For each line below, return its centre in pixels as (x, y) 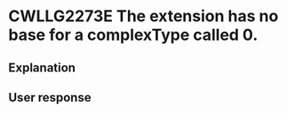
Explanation (42, 68)
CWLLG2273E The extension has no (143, 16)
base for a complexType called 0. (133, 35)
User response (50, 98)
